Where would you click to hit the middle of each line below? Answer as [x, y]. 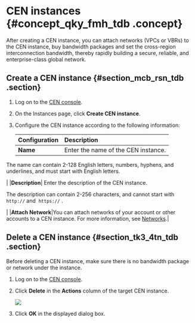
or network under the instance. [44, 267]
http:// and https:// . [35, 200]
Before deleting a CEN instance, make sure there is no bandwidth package [98, 261]
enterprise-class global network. [46, 59]
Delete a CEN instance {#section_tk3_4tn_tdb [92, 237]
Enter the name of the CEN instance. [115, 150]
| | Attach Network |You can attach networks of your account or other [91, 212]
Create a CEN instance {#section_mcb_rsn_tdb [95, 78]
